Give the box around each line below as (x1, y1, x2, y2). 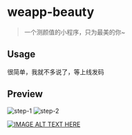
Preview (7, 88, 44, 100)
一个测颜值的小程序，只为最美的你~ (23, 28, 126, 36)
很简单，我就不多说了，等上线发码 (7, 67, 104, 76)
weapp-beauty (7, 4, 95, 20)
